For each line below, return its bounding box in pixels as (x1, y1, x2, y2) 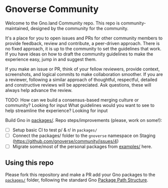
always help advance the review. (5, 87, 73, 93)
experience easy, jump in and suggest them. (5, 56, 97, 62)
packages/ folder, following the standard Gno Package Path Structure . (5, 176, 148, 183)
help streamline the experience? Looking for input (5, 107, 108, 113)
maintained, (5, 25, 30, 31)
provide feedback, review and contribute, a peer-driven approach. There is (5, 40, 160, 46)
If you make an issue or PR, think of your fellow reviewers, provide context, (5, 66, 160, 72)
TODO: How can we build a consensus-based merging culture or (5, 96, 139, 103)
